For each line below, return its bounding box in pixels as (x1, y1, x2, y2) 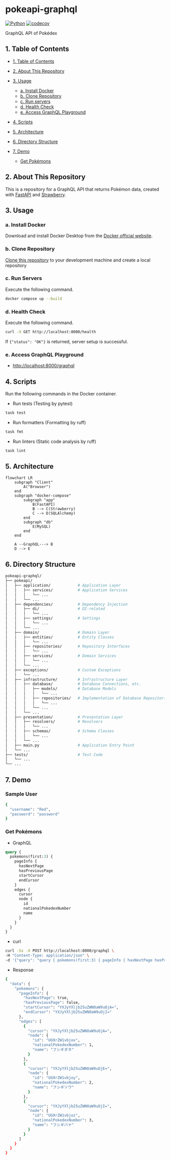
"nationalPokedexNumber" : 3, (32, 1118, 94, 1123)
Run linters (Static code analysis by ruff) (12, 438, 97, 444)
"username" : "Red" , (10, 807, 51, 812)
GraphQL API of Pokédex (5, 30, 57, 36)
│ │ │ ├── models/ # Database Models (5, 686, 116, 691)
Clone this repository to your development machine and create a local (5, 257, 151, 263)
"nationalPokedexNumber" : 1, (32, 1043, 94, 1048)
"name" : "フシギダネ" (32, 1047, 74, 1052)
